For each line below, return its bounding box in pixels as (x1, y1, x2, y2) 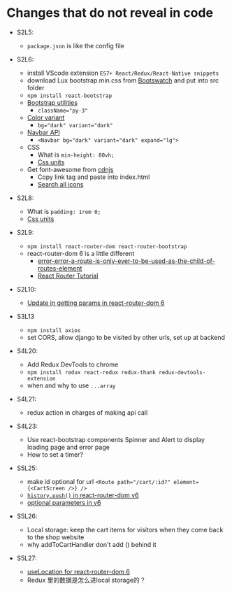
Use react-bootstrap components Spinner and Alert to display (27, 435, 205, 443)
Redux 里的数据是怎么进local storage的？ (27, 576, 146, 584)
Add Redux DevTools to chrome (27, 360, 119, 369)
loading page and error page (27, 443, 110, 451)
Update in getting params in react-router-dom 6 (27, 299, 165, 307)
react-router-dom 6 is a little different (27, 249, 135, 257)
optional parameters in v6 (27, 498, 101, 506)
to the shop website (27, 533, 85, 541)
